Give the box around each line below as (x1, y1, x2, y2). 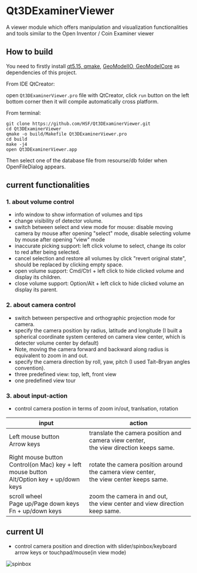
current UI (6, 527, 44, 537)
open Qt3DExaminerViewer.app (6, 146, 77, 153)
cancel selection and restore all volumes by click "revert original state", (14, 255, 186, 262)
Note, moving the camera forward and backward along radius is (14, 346, 169, 353)
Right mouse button (9, 453, 63, 462)
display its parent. (14, 286, 58, 293)
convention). (14, 364, 46, 372)
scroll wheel (9, 492, 43, 501)
